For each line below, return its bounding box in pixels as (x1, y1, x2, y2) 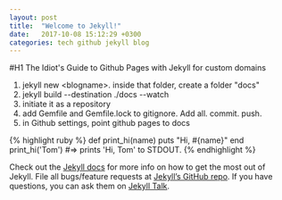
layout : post (9, 12, 58, 22)
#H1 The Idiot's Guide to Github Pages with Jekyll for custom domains (9, 62, 266, 73)
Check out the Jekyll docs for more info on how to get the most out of (9, 162, 266, 172)
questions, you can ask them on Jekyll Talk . (9, 180, 170, 192)
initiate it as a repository (21, 99, 112, 110)
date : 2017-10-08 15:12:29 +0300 (9, 29, 142, 38)
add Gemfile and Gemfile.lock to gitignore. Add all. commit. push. (21, 108, 262, 119)
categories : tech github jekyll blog (9, 37, 150, 47)
